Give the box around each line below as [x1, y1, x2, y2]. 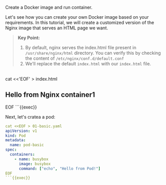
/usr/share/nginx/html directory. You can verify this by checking [25, 50, 161, 56]
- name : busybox [14, 157, 49, 162]
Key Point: [17, 35, 40, 41]
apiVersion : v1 [5, 128, 37, 133]
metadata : [5, 138, 26, 143]
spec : [5, 147, 17, 153]
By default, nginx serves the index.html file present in [25, 45, 137, 50]
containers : [10, 152, 35, 157]
